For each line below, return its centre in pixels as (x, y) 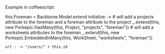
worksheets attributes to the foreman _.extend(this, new (62, 32)
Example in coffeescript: (30, 7)
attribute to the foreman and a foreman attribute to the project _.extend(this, (83, 22)
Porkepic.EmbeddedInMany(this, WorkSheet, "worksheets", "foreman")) (79, 38)
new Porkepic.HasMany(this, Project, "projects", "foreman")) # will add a (80, 27)
